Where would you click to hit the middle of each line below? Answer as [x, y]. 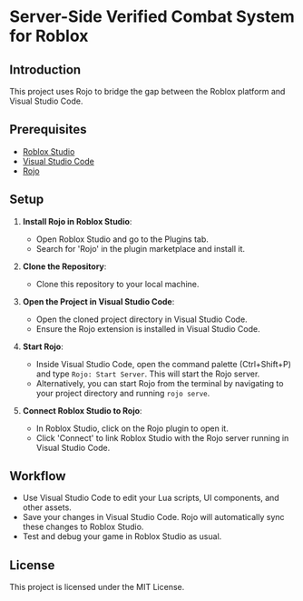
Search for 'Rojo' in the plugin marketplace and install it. [141, 248]
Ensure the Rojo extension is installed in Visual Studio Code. [148, 328]
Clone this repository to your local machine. [117, 284]
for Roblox [49, 36]
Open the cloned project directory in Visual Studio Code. [142, 319]
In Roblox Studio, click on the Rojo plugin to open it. [132, 428]
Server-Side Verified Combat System [152, 17]
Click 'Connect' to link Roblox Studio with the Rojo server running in [162, 437]
